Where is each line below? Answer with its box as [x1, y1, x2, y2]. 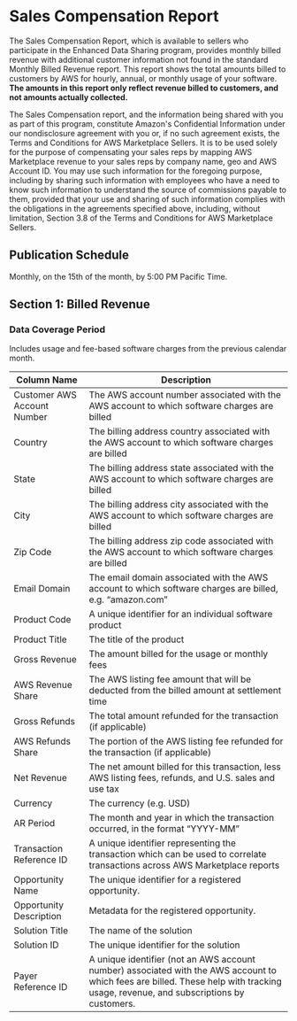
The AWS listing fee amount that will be [88, 673, 252, 685]
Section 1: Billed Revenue [9, 297, 150, 312]
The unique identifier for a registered [88, 874, 241, 886]
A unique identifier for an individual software [88, 608, 273, 621]
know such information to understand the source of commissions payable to [9, 184, 287, 195]
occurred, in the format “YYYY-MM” [88, 823, 240, 835]
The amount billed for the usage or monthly [88, 648, 269, 661]
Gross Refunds [13, 715, 75, 728]
